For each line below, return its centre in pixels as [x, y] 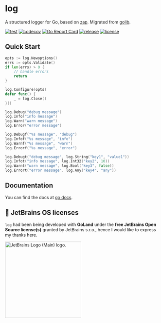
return [20, 76]
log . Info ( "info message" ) [31, 117]
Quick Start [23, 47]
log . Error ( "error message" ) [34, 126]
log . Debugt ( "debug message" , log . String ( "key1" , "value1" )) [67, 157]
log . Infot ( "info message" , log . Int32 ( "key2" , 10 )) [57, 161]
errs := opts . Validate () [30, 62]
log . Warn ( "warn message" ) [31, 121]
